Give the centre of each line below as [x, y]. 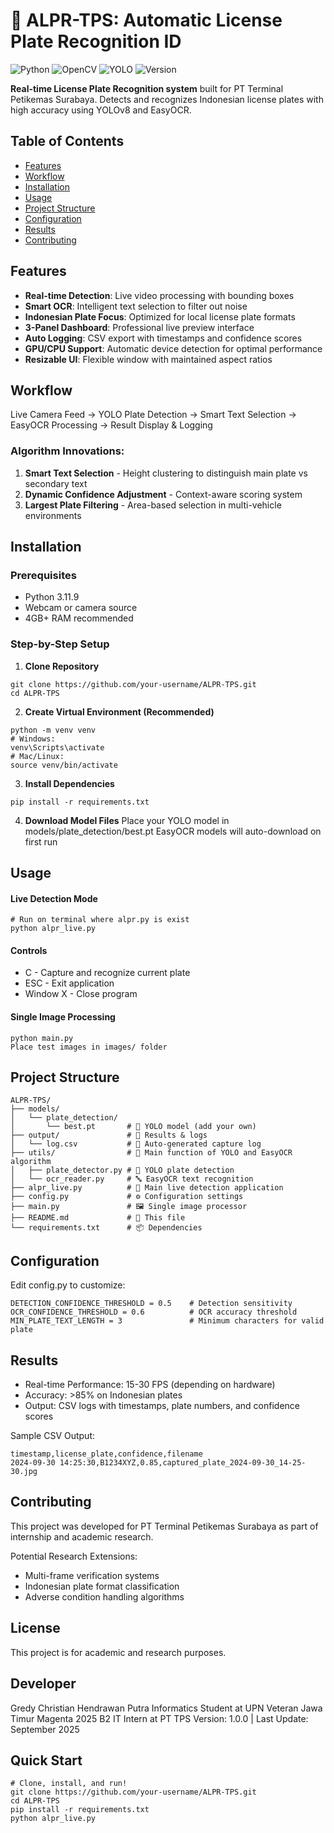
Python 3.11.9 [52, 597]
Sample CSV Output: [53, 1436]
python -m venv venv [53, 730]
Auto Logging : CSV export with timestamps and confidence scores [163, 338]
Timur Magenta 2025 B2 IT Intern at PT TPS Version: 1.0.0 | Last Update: [159, 1718]
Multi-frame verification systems [92, 1575]
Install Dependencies [69, 783]
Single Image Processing [63, 1017]
